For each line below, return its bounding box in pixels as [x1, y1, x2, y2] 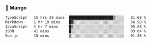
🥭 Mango [5, 4, 27, 11]
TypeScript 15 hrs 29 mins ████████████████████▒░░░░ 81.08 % [5, 15, 147, 20]
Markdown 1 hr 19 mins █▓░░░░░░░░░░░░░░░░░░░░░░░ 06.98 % [5, 20, 147, 25]
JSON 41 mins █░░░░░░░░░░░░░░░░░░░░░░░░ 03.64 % [5, 29, 147, 33]
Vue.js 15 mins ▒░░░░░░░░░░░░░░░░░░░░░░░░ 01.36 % [5, 33, 147, 38]
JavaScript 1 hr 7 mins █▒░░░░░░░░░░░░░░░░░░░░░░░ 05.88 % [5, 24, 147, 29]
